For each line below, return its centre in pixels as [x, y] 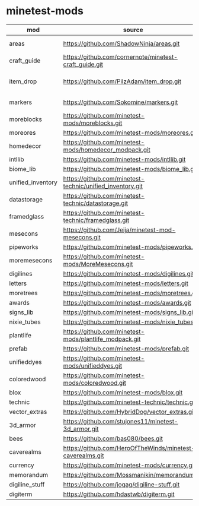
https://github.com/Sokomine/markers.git [121, 102]
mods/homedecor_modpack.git [107, 150]
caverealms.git [84, 456]
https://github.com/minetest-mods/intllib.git [124, 159]
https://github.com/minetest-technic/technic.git [130, 402]
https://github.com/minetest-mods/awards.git [127, 302]
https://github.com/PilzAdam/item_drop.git [122, 81]
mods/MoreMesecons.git [98, 264]
